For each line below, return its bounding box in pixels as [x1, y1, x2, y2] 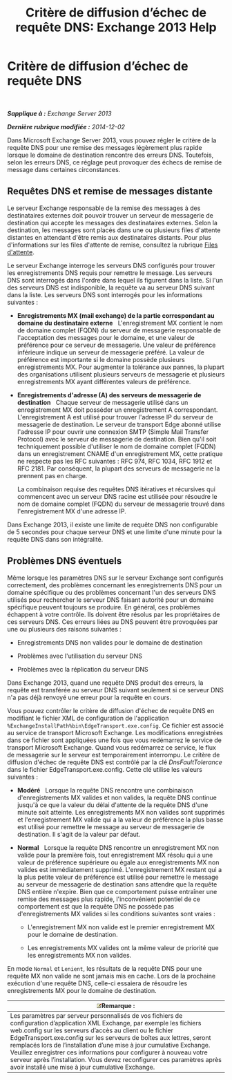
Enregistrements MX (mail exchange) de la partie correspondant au [17, 311, 215, 319]
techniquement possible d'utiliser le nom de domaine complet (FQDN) [17, 442, 216, 451]
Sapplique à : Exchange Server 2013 [7, 109, 112, 117]
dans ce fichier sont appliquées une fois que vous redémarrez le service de [7, 736, 222, 744]
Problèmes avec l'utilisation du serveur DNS [17, 652, 143, 660]
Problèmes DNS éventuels [7, 555, 122, 567]
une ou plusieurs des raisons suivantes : [7, 625, 122, 633]
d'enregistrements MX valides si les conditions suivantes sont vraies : [17, 909, 215, 918]
